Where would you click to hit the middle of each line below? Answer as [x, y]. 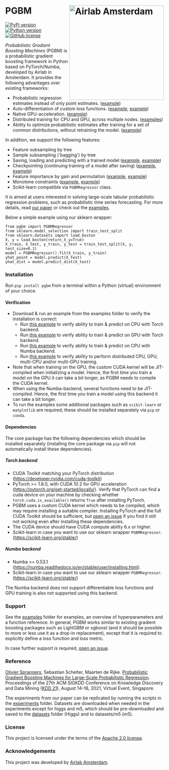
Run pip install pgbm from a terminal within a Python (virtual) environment [83, 285]
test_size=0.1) [21, 249]
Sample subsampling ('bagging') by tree [54, 155]
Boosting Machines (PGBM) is [36, 50]
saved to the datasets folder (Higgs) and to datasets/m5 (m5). [69, 714]
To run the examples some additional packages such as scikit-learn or [87, 405]
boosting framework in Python [36, 61]
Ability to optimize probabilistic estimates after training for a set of [81, 125]
